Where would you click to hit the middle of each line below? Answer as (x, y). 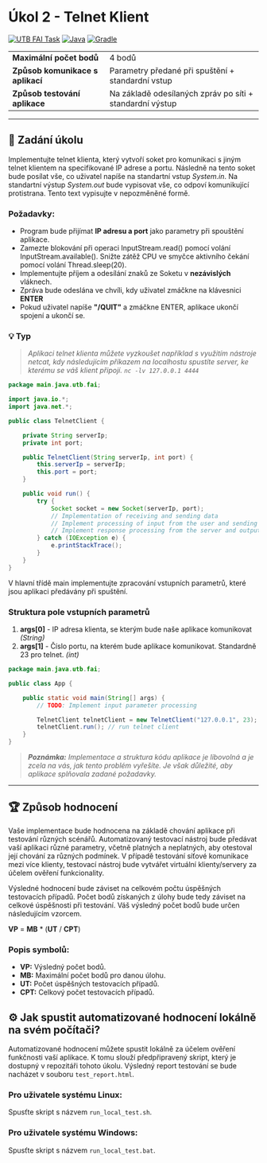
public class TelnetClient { (56, 421)
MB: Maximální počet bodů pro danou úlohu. (93, 975)
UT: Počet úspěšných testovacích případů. (89, 984)
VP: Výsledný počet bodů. (63, 967)
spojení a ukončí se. (52, 316)
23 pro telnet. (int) (49, 655)
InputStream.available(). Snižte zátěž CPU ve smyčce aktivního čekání (134, 257)
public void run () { (56, 494)
